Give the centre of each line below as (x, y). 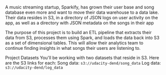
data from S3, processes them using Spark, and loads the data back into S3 (82, 37)
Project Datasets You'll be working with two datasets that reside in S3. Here (82, 58)
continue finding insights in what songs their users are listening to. (73, 48)
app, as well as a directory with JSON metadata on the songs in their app (80, 23)
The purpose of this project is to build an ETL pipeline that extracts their (79, 32)
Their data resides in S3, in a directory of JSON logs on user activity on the (82, 18)
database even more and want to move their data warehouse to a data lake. (82, 12)
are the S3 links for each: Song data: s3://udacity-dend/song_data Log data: (83, 63)
